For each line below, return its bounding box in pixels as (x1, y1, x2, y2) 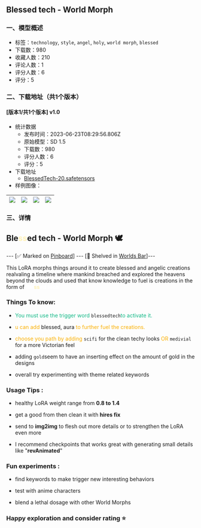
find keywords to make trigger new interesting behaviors (14, 476, 154, 483)
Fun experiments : (6, 462, 60, 470)
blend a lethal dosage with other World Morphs (14, 499, 131, 506)
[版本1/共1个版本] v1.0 (6, 108, 60, 116)
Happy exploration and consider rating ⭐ (6, 514, 127, 523)
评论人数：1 (14, 61, 44, 68)
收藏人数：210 (14, 53, 50, 61)
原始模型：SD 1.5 (23, 138, 66, 145)
